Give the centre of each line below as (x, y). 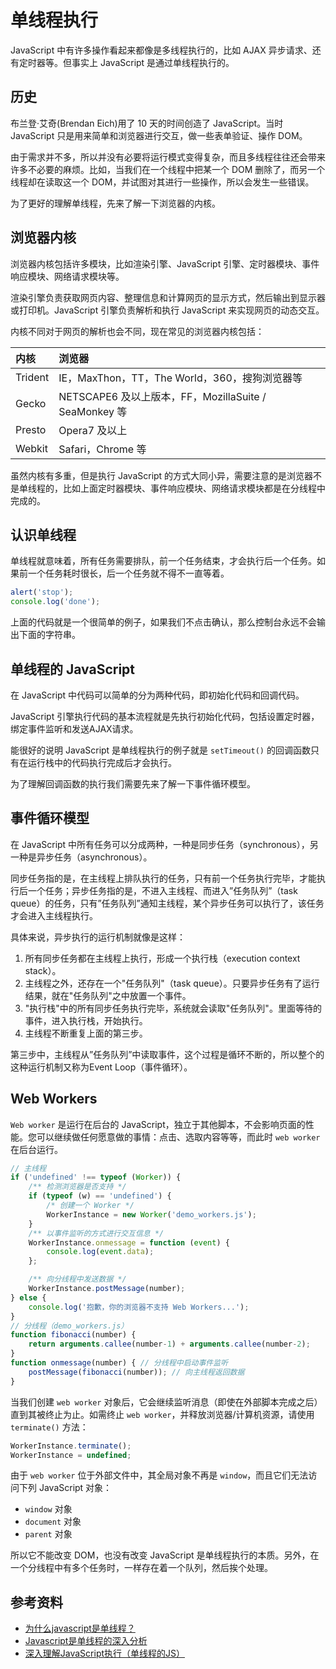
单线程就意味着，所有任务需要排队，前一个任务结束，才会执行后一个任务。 (163, 561)
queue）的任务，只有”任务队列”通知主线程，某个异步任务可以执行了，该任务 (167, 903)
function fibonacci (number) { (73, 1335)
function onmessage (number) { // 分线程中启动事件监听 (119, 1363)
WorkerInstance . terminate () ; (71, 1446)
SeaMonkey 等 (93, 411)
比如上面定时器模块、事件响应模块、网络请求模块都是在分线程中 (194, 488)
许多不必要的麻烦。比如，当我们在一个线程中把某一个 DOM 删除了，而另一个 (168, 169)
